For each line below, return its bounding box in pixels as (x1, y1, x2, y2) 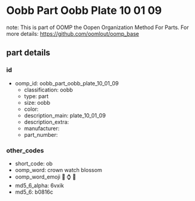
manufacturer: (24, 125, 60, 132)
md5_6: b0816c (14, 188, 53, 196)
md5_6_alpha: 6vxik (14, 182, 65, 189)
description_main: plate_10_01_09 (24, 111, 106, 119)
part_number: (24, 131, 58, 138)
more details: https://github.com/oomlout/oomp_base (6, 30, 139, 37)
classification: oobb (24, 86, 74, 93)
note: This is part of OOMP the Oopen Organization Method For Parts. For (6, 24, 189, 31)
